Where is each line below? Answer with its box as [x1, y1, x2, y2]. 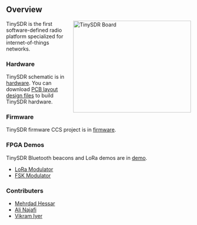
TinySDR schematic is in [6, 73, 64, 80]
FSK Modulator [14, 172, 51, 179]
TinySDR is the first [6, 20, 53, 27]
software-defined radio [6, 26, 62, 33]
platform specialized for [6, 32, 63, 40]
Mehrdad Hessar [14, 200, 56, 207]
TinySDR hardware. [6, 98, 53, 105]
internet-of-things [6, 39, 50, 46]
